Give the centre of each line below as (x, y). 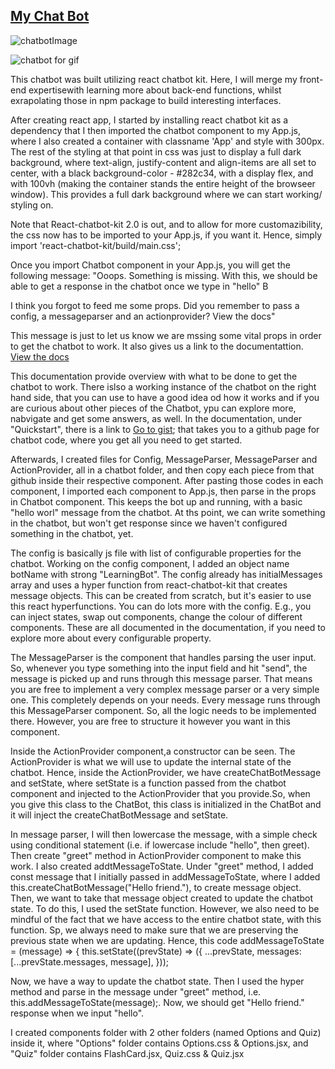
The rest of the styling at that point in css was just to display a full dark (156, 151)
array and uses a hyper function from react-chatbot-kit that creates (149, 585)
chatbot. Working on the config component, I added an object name (150, 563)
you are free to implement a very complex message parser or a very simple (165, 689)
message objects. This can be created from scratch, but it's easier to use (161, 595)
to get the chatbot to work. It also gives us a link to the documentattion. (157, 346)
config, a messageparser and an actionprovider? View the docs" (143, 316)
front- (311, 79)
